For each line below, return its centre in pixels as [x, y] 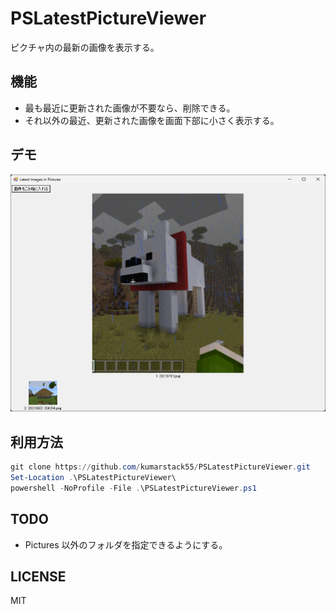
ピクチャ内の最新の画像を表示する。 [85, 47]
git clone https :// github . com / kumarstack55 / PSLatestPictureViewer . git [160, 467]
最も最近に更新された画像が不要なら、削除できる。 [130, 108]
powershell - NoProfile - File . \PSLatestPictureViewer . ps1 [133, 488]
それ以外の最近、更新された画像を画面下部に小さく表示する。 [152, 120]
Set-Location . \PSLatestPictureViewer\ [93, 477]
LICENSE [38, 576]
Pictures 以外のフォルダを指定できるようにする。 [126, 544]
